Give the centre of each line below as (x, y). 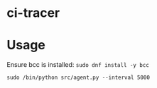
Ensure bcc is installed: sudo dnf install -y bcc (78, 65)
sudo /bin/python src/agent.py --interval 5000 (78, 78)
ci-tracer (33, 13)
